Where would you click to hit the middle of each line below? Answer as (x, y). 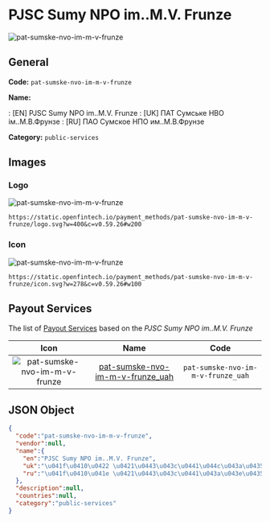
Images (27, 162)
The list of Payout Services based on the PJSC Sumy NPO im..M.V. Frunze (131, 328)
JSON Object (41, 410)
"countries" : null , (47, 496)
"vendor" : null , (41, 444)
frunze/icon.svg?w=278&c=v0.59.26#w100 (75, 284)
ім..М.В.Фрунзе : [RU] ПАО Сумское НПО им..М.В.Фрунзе (106, 121)
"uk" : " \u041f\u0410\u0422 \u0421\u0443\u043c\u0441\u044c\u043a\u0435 (143, 466)
